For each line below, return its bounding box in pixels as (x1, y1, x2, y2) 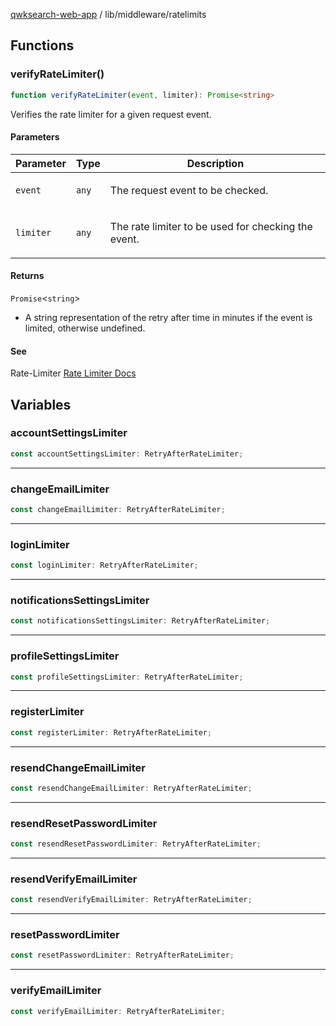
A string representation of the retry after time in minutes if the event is (24, 311, 313, 323)
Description (186, 156, 245, 170)
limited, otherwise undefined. (24, 322, 146, 334)
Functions (10, 37, 75, 54)
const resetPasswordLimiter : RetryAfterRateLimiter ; (10, 950, 235, 961)
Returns (10, 270, 45, 282)
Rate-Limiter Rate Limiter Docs (10, 367, 137, 379)
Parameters (10, 131, 60, 143)
